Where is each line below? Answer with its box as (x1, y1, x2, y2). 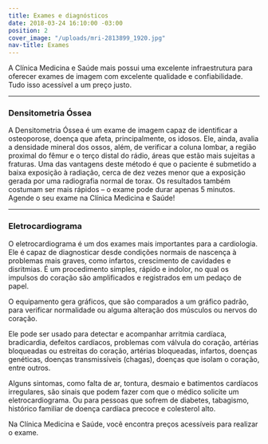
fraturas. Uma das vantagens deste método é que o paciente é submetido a (8, 159, 257, 169)
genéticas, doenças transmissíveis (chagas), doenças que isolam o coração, (8, 354, 260, 363)
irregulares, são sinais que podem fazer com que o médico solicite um (8, 387, 239, 396)
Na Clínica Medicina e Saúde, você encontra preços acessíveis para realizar (8, 419, 258, 429)
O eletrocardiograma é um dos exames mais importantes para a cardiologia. (8, 238, 258, 248)
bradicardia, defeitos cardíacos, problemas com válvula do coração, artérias (8, 337, 259, 347)
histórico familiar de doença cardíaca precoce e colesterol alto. (8, 403, 216, 413)
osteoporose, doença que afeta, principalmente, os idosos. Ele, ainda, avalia (8, 134, 259, 143)
